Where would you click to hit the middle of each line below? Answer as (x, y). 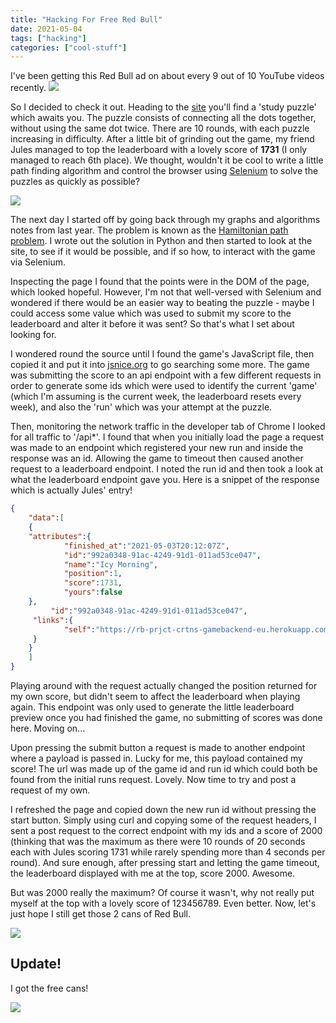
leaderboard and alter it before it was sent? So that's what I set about (152, 324)
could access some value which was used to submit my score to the (151, 313)
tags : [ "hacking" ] (48, 38)
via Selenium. (38, 262)
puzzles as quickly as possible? (75, 182)
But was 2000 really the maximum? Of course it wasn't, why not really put (162, 892)
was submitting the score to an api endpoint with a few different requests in (166, 375)
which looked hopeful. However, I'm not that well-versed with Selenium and (166, 292)
